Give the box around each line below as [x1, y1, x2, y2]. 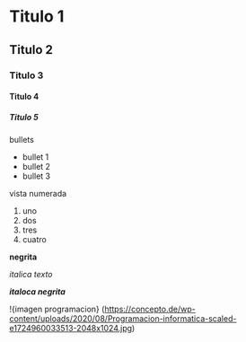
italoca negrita [9, 286, 66, 297]
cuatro [22, 234, 47, 245]
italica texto [9, 269, 53, 280]
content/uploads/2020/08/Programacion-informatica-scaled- [9, 313, 237, 324]
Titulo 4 [9, 92, 40, 102]
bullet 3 [22, 171, 51, 181]
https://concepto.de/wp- [104, 303, 196, 315]
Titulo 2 [9, 42, 54, 57]
